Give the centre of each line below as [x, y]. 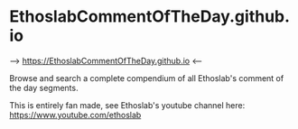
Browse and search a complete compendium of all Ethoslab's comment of [147, 78]
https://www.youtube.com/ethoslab [75, 115]
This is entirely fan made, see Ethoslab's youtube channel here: [127, 105]
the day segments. [44, 88]
